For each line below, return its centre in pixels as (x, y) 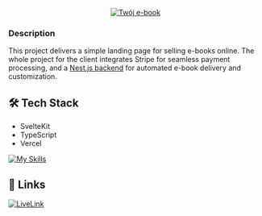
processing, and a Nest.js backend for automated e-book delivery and (125, 68)
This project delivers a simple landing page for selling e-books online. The (131, 51)
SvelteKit (35, 127)
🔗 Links (27, 184)
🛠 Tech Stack (44, 103)
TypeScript (38, 135)
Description (32, 33)
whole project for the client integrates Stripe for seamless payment (119, 60)
